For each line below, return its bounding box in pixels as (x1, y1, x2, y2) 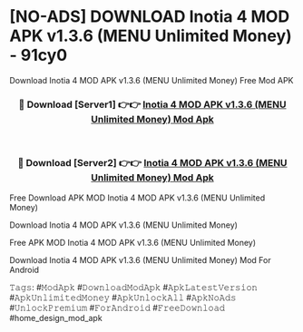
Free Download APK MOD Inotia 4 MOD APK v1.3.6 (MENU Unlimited (9, 192, 266, 203)
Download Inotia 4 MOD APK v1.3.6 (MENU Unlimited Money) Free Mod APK (9, 74, 294, 85)
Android (9, 264, 39, 275)
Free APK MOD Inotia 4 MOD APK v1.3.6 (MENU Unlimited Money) (9, 237, 257, 248)
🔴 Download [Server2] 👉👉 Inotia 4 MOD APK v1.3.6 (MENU (17, 157, 288, 170)
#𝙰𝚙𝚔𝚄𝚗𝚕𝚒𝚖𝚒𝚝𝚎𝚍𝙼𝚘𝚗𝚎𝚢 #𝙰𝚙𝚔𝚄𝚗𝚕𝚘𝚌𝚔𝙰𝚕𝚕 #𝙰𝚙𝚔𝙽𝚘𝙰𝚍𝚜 (9, 292, 237, 303)
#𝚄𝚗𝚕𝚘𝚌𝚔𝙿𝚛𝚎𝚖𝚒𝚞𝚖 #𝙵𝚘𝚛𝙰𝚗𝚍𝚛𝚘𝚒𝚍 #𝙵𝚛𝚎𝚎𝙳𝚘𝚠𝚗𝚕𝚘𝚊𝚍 (9, 302, 225, 313)
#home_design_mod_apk (9, 312, 103, 323)
